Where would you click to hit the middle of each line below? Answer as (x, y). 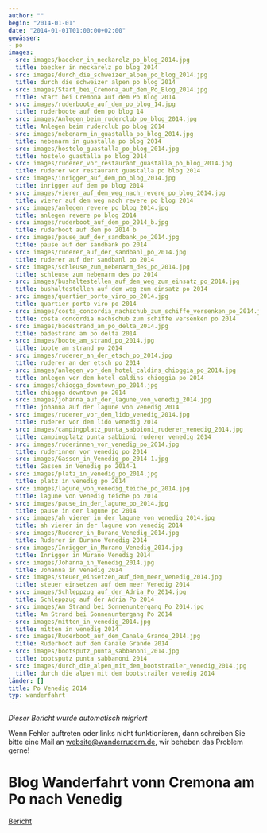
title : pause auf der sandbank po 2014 (81, 245)
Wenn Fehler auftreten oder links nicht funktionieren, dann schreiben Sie (127, 734)
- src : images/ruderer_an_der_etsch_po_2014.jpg (90, 356)
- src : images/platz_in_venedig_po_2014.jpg (83, 474)
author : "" (26, 15)
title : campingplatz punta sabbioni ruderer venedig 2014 (114, 437)
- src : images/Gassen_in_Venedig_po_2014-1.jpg (89, 459)
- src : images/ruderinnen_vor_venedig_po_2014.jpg (94, 444)
